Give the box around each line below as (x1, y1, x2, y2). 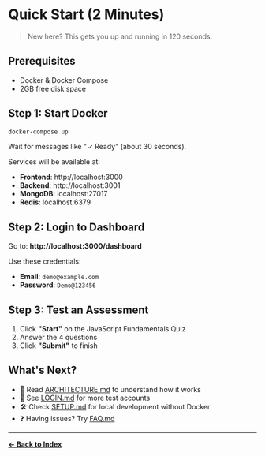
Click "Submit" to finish (19, 341, 98, 350)
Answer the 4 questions (19, 333, 98, 342)
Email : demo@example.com (19, 272, 99, 282)
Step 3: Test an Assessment (8, 303, 149, 316)
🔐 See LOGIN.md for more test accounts (19, 393, 151, 402)
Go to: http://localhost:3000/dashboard (8, 241, 142, 251)
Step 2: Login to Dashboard (8, 220, 145, 234)
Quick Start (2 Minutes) (8, 6, 165, 24)
